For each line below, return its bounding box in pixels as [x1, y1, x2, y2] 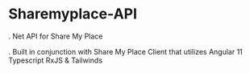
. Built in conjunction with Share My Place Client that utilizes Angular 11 [8, 47, 244, 56]
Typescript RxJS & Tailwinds [8, 55, 103, 65]
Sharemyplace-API [8, 5, 138, 23]
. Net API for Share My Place [8, 31, 103, 41]
